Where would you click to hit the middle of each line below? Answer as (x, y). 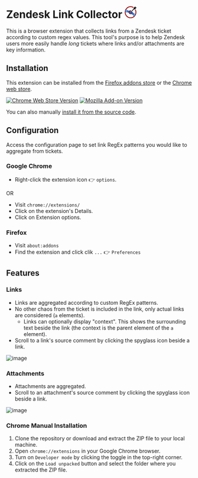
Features (23, 273)
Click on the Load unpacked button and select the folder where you (95, 464)
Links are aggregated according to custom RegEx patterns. (86, 302)
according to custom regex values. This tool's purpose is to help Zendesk (95, 37)
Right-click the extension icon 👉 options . (66, 179)
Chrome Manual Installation (47, 426)
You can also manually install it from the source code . (71, 112)
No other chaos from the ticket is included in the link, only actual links (99, 309)
